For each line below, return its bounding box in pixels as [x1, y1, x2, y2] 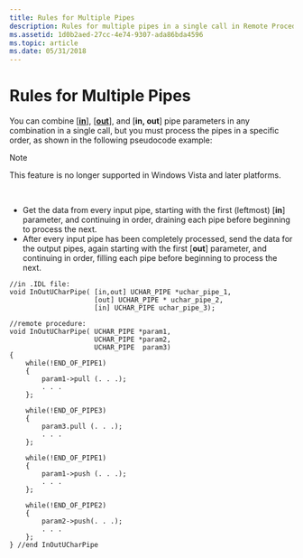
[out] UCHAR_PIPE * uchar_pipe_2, [94, 295, 224, 305]
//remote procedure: [9, 320, 87, 329]
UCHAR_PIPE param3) [94, 343, 171, 352]
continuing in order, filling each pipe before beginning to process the [22, 253, 278, 264]
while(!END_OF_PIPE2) [25, 501, 106, 510]
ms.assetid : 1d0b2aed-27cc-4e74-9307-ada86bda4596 [9, 30, 204, 39]
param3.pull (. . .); [41, 422, 124, 432]
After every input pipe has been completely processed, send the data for [22, 234, 293, 245]
